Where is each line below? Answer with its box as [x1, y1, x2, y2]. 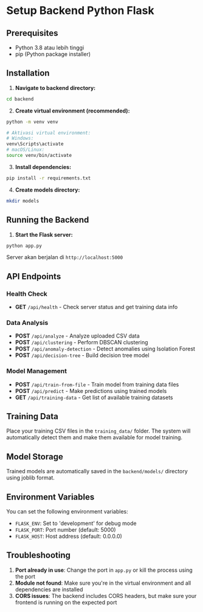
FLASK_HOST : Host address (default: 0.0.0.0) [15, 533, 123, 540]
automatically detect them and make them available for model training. [6, 434, 183, 441]
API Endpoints [6, 271, 61, 282]
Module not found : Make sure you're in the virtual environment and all [15, 579, 191, 586]
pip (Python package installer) [15, 50, 91, 58]
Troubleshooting [6, 550, 71, 560]
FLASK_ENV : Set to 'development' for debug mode [15, 520, 137, 527]
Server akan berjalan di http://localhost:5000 [6, 254, 123, 261]
